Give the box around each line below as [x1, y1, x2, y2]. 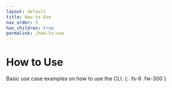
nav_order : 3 [6, 19, 38, 25]
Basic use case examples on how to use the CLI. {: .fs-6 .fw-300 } [6, 75, 167, 82]
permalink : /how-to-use [6, 31, 65, 36]
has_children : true [6, 25, 54, 31]
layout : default [6, 8, 46, 15]
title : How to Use [6, 14, 51, 20]
